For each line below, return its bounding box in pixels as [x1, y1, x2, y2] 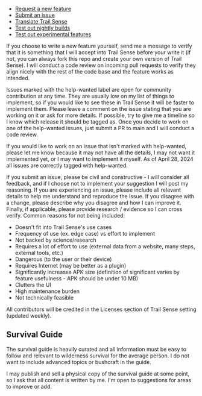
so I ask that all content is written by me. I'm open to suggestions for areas [6, 376, 192, 383]
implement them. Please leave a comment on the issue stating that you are [6, 105, 192, 112]
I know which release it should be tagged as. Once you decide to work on [6, 118, 189, 125]
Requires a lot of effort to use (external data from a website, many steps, [14, 243, 195, 250]
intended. [6, 75, 30, 81]
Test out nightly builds [14, 24, 71, 31]
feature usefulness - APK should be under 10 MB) [14, 275, 139, 282]
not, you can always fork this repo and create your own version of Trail [6, 55, 182, 62]
